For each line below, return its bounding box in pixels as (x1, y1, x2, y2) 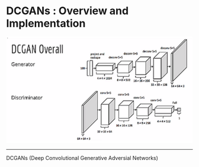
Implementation (6, 17, 86, 30)
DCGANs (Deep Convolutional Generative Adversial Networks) (6, 155, 159, 162)
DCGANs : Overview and (6, 4, 129, 18)
